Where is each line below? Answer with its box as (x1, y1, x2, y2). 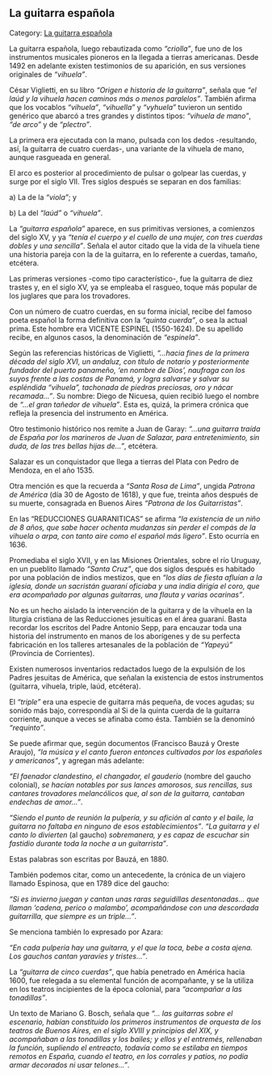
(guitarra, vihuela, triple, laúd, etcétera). (9, 681, 141, 691)
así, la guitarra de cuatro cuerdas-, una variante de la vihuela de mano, (9, 143, 245, 153)
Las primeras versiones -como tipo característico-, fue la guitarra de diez (9, 273, 253, 283)
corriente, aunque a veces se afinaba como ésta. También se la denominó (9, 714, 255, 723)
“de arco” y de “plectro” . (9, 119, 92, 129)
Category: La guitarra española (9, 28, 113, 37)
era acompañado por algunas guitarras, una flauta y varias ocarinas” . (9, 590, 245, 599)
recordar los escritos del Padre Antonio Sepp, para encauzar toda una (9, 622, 242, 632)
